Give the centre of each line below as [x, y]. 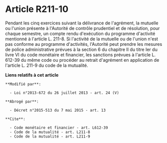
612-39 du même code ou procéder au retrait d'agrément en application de [82, 60]
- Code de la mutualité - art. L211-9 [50, 136]
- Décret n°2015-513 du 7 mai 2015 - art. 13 [58, 110]
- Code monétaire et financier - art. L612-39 [59, 128]
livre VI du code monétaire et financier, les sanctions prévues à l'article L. [81, 55]
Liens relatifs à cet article [32, 75]
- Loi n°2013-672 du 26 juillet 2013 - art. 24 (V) [65, 93]
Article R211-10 [37, 9]
